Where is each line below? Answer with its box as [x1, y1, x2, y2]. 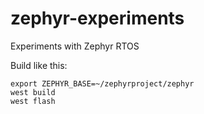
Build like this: [10, 59, 68, 71]
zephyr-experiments [10, 7, 185, 30]
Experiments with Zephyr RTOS [10, 40, 140, 52]
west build [10, 87, 56, 97]
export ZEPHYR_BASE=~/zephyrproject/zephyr [10, 78, 195, 89]
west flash [10, 96, 56, 106]
